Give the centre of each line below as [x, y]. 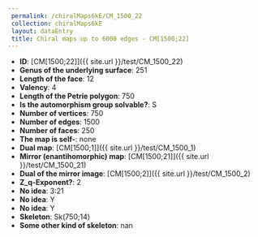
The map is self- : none [58, 140]
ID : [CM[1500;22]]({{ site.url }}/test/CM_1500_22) [101, 62]
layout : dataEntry [42, 31]
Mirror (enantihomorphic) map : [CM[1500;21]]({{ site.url [114, 157]
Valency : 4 [38, 88]
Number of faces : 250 [57, 131]
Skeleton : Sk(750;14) [55, 217]
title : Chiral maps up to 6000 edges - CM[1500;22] [100, 39]
